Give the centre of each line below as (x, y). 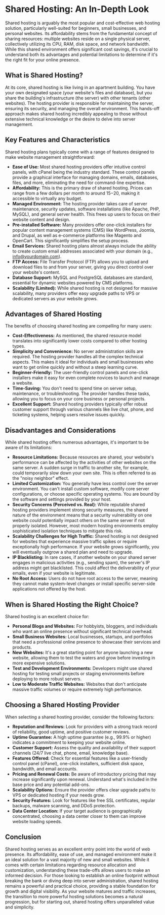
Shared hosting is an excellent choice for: (47, 617)
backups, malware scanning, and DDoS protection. (64, 805)
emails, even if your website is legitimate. (54, 573)
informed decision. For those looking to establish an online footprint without (82, 875)
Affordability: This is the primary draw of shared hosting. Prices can (82, 188)
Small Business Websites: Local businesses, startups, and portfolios (82, 637)
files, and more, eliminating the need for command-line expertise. (79, 183)
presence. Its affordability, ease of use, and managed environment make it (81, 854)
